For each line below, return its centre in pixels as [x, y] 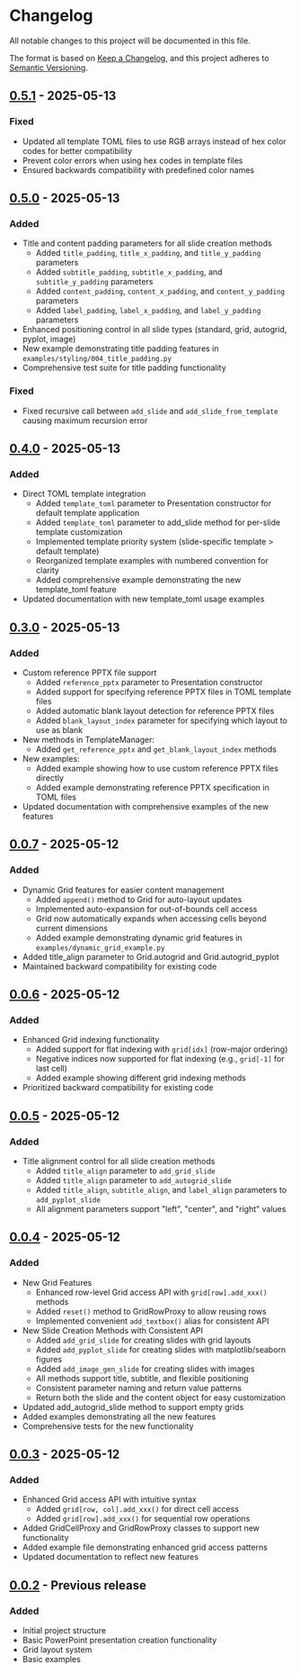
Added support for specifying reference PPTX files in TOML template [163, 692]
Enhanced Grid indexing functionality [91, 1040]
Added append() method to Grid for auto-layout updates [139, 899]
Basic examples [51, 1659]
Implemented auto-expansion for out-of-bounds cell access [146, 909]
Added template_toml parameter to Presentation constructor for [154, 503]
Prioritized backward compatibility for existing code [118, 1088]
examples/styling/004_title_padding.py [97, 359]
